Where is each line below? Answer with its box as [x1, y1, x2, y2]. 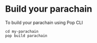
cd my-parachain [5, 29, 39, 34]
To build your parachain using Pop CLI [5, 20, 83, 25]
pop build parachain [5, 33, 48, 38]
